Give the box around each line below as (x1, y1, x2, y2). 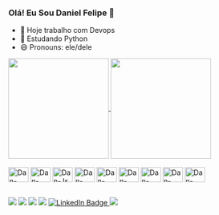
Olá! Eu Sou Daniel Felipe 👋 (8, 7, 115, 18)
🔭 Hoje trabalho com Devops (19, 26, 116, 35)
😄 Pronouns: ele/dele (19, 43, 92, 52)
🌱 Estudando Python (19, 34, 88, 43)
